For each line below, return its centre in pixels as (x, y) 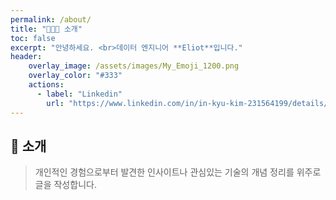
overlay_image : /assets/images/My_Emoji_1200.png (134, 66)
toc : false (33, 38)
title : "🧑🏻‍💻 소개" (46, 29)
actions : (46, 85)
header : (26, 57)
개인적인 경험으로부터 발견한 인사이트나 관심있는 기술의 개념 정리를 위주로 (178, 172)
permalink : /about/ (51, 19)
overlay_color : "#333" (75, 76)
